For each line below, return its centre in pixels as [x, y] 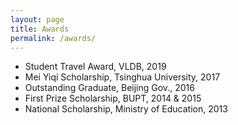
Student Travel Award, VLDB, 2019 [95, 67]
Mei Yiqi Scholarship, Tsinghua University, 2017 [122, 77]
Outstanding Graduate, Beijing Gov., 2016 [109, 88]
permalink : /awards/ [53, 38]
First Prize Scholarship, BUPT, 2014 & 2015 [113, 98]
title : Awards [40, 29]
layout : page [37, 19]
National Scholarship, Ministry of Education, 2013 [126, 109]
